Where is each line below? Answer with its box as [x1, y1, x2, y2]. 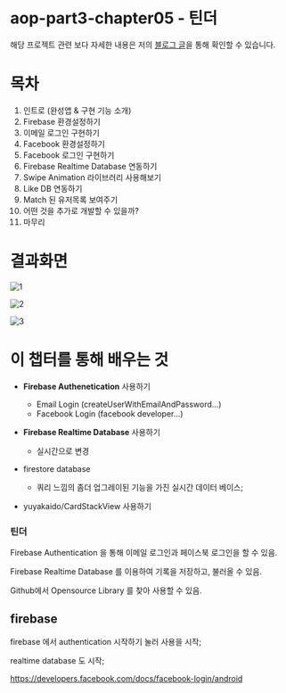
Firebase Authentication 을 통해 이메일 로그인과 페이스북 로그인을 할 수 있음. [10, 548, 278, 558]
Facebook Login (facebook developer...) [36, 408, 184, 419]
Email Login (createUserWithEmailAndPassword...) [36, 399, 222, 409]
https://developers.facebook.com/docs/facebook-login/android [10, 672, 243, 683]
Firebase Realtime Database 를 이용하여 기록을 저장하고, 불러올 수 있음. [10, 566, 262, 577]
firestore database [22, 463, 91, 474]
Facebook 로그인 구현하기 [22, 149, 115, 161]
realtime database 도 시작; [10, 655, 105, 665]
